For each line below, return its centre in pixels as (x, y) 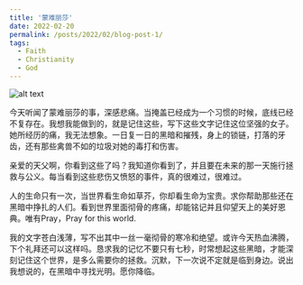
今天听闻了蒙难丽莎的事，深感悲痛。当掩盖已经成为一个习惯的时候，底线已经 (151, 112)
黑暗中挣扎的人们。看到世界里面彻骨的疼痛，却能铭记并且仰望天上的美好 (143, 207)
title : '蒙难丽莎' (41, 18)
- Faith (32, 51)
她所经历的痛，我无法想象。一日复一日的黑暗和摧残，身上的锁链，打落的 (143, 134)
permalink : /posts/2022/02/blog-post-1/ (87, 34)
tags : (19, 43)
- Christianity (46, 60)
